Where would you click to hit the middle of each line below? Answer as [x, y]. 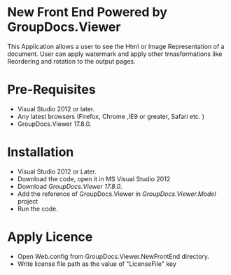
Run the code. [37, 209]
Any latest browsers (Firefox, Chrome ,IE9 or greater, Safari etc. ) [111, 116]
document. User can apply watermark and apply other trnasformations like [115, 54]
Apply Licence [50, 237]
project [28, 201]
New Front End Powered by [87, 12]
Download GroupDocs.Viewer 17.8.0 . [70, 186]
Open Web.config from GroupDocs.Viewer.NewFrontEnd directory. [113, 256]
